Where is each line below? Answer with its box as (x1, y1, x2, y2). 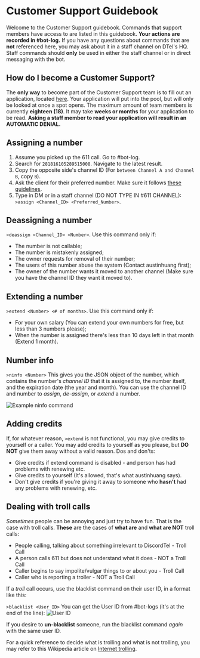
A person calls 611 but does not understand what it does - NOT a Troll (14, 554, 186, 561)
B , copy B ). (14, 172, 41, 180)
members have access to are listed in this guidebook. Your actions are (6, 30, 180, 37)
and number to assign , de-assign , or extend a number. (6, 390, 140, 397)
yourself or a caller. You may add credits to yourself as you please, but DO (6, 441, 189, 448)
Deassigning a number (6, 215, 93, 225)
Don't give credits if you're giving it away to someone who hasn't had (14, 478, 187, 485)
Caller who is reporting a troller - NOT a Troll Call (14, 573, 136, 580)
